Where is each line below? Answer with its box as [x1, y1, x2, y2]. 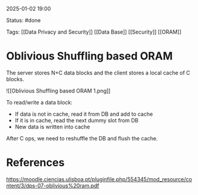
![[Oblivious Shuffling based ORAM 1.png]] [6, 87, 111, 94]
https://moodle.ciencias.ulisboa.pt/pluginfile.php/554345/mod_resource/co [6, 175, 193, 182]
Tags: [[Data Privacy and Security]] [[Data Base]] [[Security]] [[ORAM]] [6, 28, 182, 35]
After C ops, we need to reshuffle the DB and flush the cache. [6, 134, 158, 142]
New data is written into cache [14, 123, 90, 130]
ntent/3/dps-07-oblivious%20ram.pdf [6, 182, 100, 189]
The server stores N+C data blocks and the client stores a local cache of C [6, 69, 190, 76]
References [6, 156, 65, 170]
